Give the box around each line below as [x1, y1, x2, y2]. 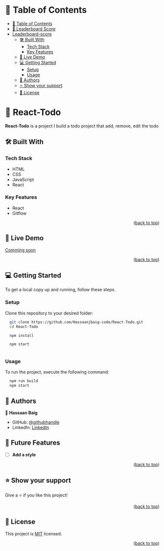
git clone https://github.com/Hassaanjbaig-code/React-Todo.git [9, 320, 143, 325]
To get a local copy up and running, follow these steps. [5, 287, 116, 293]
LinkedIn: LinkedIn [12, 425, 49, 430]
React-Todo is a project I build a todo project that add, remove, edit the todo [5, 123, 159, 129]
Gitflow [12, 210, 27, 216]
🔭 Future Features [5, 439, 60, 447]
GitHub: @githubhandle [12, 419, 60, 426]
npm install [9, 333, 34, 338]
